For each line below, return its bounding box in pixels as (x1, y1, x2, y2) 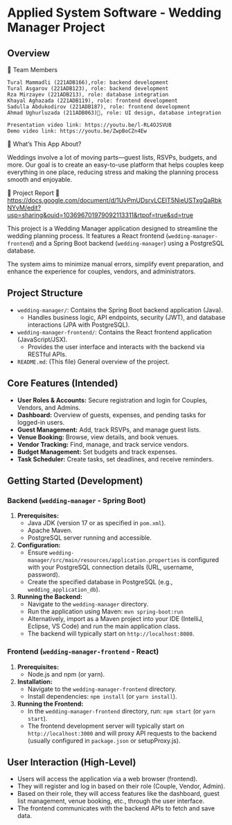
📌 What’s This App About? (7, 140, 82, 148)
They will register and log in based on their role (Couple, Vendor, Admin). (17, 782, 226, 790)
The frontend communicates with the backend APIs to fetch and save (17, 804, 215, 813)
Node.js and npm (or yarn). (27, 670, 105, 678)
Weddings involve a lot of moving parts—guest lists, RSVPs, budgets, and (7, 153, 217, 161)
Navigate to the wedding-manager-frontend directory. (27, 685, 177, 693)
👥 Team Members (7, 66, 57, 74)
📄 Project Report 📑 (7, 189, 60, 197)
